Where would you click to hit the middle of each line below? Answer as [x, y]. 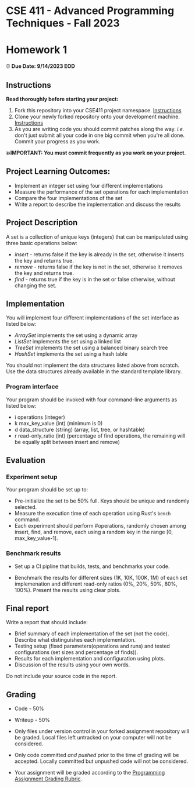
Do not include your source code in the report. [62, 676]
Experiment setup [32, 477]
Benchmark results [33, 553]
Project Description [42, 223]
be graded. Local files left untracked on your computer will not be [93, 738]
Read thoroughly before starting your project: [62, 99]
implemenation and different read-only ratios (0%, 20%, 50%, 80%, [96, 584]
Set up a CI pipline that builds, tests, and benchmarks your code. [92, 566]
